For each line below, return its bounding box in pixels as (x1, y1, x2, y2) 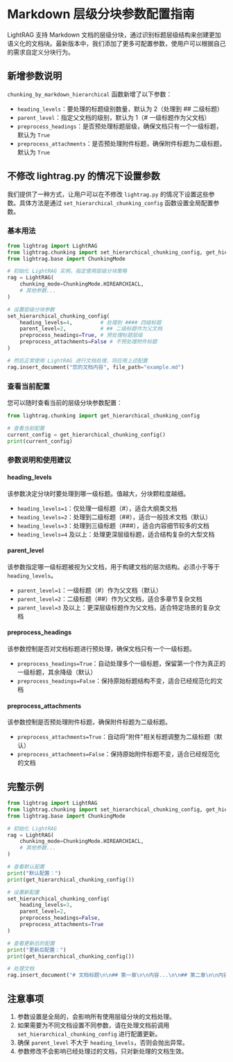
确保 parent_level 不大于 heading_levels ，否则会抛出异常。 (17, 1038, 189, 1047)
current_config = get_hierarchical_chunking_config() (7, 431, 166, 438)
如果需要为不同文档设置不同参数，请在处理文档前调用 (17, 1021, 170, 1029)
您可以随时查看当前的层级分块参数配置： (7, 399, 123, 407)
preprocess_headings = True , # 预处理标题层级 (19, 332, 144, 339)
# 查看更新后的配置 (7, 940, 55, 947)
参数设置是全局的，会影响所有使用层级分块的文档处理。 (17, 1013, 175, 1021)
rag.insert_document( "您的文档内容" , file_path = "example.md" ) (7, 363, 184, 371)
